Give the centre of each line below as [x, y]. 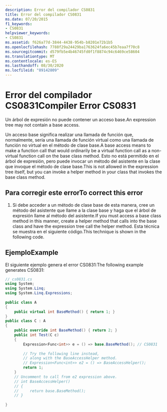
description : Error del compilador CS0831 [50, 10]
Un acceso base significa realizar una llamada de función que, [69, 134]
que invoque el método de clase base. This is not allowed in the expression [82, 166]
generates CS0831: [25, 270]
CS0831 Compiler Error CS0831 [71, 106]
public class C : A [25, 321]
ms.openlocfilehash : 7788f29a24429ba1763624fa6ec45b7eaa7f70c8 [72, 47]
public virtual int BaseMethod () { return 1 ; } [64, 312]
